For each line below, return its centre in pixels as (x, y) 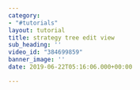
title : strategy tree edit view (61, 37)
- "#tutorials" (33, 23)
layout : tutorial (37, 30)
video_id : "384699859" (45, 52)
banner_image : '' (37, 60)
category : (25, 15)
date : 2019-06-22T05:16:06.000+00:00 (70, 67)
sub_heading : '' (35, 45)
